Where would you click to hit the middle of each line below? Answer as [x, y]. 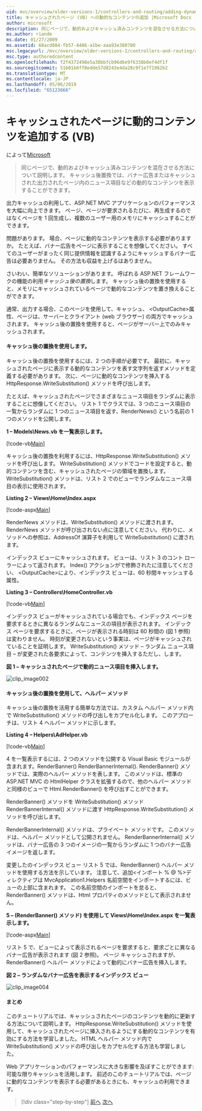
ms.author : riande [29, 34]
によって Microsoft [29, 155]
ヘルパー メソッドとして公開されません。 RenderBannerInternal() [103, 837]
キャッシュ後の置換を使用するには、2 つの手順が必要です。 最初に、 [91, 361]
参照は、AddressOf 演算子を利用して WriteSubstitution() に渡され [113, 537]
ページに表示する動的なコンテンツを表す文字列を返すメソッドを [111, 368]
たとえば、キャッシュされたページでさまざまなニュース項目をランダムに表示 [101, 396]
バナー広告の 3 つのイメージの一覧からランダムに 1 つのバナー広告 [109, 845]
